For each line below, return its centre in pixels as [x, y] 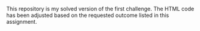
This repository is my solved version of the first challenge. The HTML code [100, 9]
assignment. [22, 22]
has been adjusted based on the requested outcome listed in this [88, 15]
